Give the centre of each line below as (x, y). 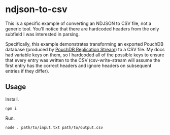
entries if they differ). (27, 71)
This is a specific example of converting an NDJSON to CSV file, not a (78, 23)
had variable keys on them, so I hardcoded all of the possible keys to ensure (85, 55)
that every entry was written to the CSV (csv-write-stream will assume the (83, 60)
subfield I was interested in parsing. (43, 34)
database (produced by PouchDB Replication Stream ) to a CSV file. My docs (85, 49)
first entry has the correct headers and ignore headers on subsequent (78, 65)
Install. (12, 99)
